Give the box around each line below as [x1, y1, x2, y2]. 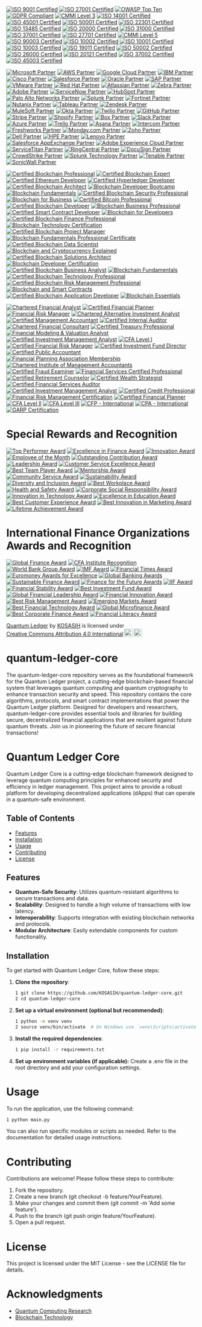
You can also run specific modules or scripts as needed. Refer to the [6, 1127, 177, 1134]
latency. [14, 908, 35, 915]
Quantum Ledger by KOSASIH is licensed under [6, 622, 125, 629]
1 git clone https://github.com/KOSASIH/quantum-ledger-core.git [14, 990, 183, 996]
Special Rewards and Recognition [6, 427, 178, 441]
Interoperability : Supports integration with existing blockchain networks [14, 914, 195, 921]
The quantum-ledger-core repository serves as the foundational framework [6, 671, 194, 678]
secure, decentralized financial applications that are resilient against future [6, 716, 192, 724]
